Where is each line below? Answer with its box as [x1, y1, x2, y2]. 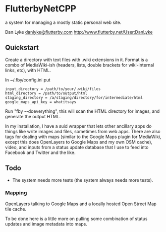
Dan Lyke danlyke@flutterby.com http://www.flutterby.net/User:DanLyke [5, 29, 153, 35]
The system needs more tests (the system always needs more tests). [12, 177, 154, 183]
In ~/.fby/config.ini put [5, 77, 51, 82]
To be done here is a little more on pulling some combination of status [5, 216, 148, 222]
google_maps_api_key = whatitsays [5, 99, 77, 104]
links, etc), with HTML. [5, 67, 51, 73]
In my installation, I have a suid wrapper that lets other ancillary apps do [5, 123, 152, 129]
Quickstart [5, 43, 39, 52]
